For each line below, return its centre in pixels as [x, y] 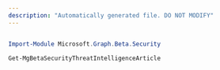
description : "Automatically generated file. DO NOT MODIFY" [111, 15]
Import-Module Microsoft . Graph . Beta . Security [84, 44]
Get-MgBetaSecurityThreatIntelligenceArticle [84, 58]
